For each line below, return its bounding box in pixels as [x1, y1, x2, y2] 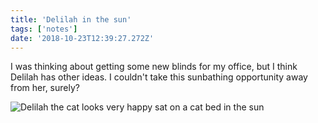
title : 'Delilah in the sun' [10, 14, 132, 25]
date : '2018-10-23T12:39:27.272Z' [10, 33, 155, 43]
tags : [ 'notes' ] [10, 24, 78, 34]
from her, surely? [10, 82, 80, 94]
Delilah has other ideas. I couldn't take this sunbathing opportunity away [10, 71, 308, 83]
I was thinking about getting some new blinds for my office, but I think [10, 61, 298, 73]
